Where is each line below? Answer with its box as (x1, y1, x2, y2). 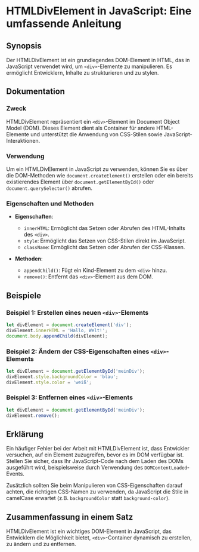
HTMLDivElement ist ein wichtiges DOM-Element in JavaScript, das (6, 528, 172, 535)
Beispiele (6, 290, 42, 300)
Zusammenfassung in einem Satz (6, 512, 133, 522)
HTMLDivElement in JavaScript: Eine (6, 4, 192, 18)
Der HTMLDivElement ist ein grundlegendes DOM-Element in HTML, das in (6, 57, 190, 63)
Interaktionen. (6, 137, 41, 144)
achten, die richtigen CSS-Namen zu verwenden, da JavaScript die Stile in (6, 488, 189, 495)
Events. (6, 470, 25, 477)
